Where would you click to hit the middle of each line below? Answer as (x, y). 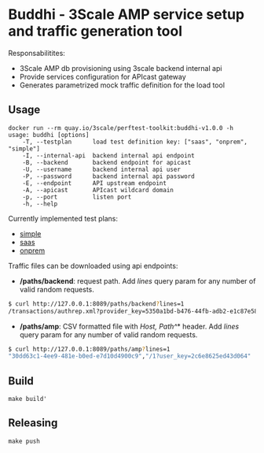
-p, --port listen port (77, 197)
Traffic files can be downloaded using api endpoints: (93, 265)
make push (24, 441)
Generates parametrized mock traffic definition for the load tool (122, 85)
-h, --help (40, 204)
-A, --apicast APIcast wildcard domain (98, 190)
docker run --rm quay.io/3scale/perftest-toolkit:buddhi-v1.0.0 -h (121, 128)
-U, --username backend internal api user (101, 169)
